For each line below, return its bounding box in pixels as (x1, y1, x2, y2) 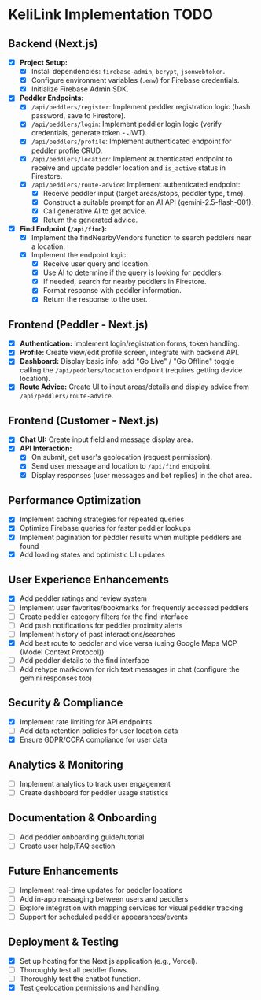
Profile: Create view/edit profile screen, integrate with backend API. (19, 348, 240, 357)
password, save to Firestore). (31, 111, 126, 120)
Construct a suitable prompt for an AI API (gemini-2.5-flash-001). (42, 197, 254, 206)
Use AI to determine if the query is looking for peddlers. (42, 268, 224, 277)
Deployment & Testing (8, 935, 119, 949)
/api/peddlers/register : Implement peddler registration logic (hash (31, 102, 251, 112)
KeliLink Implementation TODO (8, 6, 214, 24)
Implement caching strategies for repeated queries (19, 514, 185, 524)
